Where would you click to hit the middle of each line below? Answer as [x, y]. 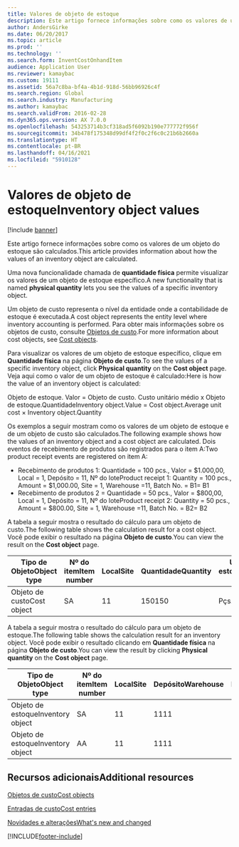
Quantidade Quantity [176, 571]
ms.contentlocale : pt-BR [44, 147]
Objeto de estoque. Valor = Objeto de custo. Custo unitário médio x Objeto [116, 397]
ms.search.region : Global [46, 93]
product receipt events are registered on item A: [78, 456]
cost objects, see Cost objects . [53, 339]
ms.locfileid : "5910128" [44, 160]
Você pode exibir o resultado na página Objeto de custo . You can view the [116, 537]
